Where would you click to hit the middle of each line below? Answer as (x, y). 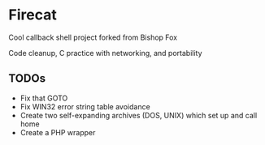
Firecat (33, 15)
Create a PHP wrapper (58, 132)
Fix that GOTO (44, 98)
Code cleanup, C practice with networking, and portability (105, 53)
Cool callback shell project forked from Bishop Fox (93, 37)
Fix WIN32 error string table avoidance (85, 106)
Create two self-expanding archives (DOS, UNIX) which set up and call (139, 115)
